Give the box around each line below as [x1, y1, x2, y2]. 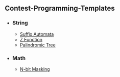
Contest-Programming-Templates [5, 4, 115, 13]
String [12, 19, 29, 27]
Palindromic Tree [19, 42, 56, 48]
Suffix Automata [19, 31, 54, 37]
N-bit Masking [19, 66, 50, 72]
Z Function [19, 36, 43, 42]
